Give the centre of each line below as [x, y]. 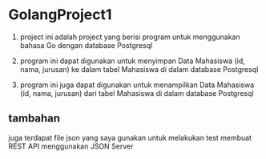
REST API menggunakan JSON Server [71, 146]
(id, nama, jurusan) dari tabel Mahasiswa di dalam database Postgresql [137, 93]
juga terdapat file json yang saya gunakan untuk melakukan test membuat [130, 137]
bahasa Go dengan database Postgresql [86, 45]
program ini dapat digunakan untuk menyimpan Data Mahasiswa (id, [133, 61]
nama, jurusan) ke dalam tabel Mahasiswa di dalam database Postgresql [139, 69]
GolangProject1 [60, 15]
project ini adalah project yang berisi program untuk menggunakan [130, 37]
